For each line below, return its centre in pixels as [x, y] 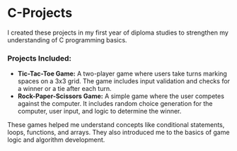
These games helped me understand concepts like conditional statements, [116, 125]
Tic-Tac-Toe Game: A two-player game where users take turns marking [122, 74]
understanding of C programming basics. [67, 40]
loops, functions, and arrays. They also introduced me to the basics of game [118, 133]
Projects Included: [40, 58]
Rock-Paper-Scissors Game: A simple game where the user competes [121, 96]
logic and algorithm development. [56, 140]
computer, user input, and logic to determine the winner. [99, 111]
